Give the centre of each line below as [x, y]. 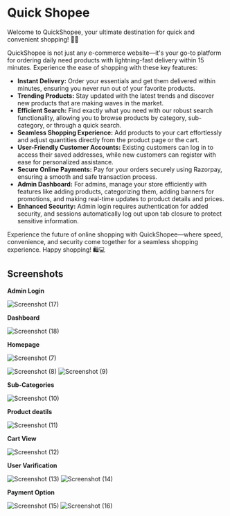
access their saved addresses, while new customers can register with [116, 155]
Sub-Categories [31, 385]
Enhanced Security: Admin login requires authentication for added [113, 206]
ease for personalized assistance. [65, 162]
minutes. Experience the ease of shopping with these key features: [103, 67]
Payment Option [31, 492]
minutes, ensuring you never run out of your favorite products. [106, 88]
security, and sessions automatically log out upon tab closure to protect [120, 214]
